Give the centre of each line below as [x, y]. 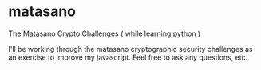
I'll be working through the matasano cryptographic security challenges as [130, 49]
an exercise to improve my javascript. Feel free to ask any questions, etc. [128, 57]
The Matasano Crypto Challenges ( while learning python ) [105, 33]
